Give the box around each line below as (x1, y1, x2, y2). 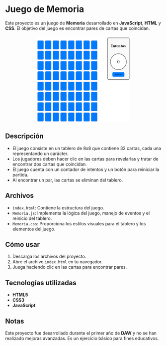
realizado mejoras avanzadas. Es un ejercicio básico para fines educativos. (5, 336, 159, 342)
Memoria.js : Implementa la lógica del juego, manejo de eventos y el (12, 210, 150, 216)
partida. (12, 172, 29, 177)
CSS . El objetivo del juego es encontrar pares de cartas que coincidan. (5, 25, 150, 31)
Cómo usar (5, 240, 40, 249)
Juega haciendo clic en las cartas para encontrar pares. (12, 264, 127, 270)
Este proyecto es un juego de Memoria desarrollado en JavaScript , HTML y (5, 20, 162, 26)
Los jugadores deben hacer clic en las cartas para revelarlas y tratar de (12, 156, 159, 162)
